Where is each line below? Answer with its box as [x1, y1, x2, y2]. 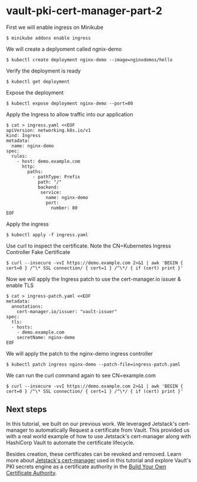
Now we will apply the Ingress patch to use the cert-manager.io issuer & [6, 275, 181, 282]
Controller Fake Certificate [6, 248, 71, 255]
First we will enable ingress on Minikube [6, 24, 104, 31]
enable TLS [6, 282, 34, 289]
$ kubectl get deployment [6, 79, 70, 84]
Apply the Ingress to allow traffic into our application [6, 110, 134, 118]
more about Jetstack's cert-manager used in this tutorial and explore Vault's [6, 457, 192, 464]
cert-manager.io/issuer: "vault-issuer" [17, 308, 117, 314]
